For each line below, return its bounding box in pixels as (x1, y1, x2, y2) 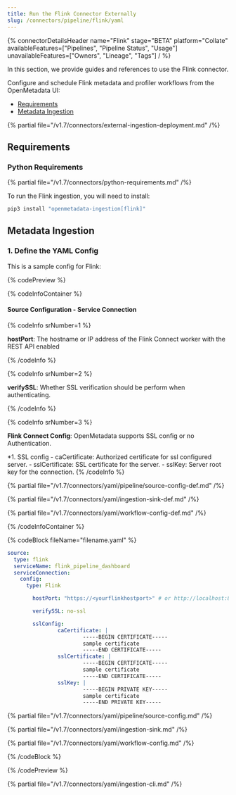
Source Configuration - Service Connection (7, 306, 137, 314)
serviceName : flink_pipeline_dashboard (13, 563, 131, 570)
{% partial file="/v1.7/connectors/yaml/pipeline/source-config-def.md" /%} (7, 481, 225, 489)
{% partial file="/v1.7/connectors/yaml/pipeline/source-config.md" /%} (7, 712, 213, 720)
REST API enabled (7, 342, 60, 351)
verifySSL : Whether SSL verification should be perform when (7, 383, 185, 392)
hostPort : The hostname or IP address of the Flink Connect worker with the (7, 334, 226, 343)
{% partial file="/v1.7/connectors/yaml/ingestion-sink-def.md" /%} (7, 494, 199, 503)
